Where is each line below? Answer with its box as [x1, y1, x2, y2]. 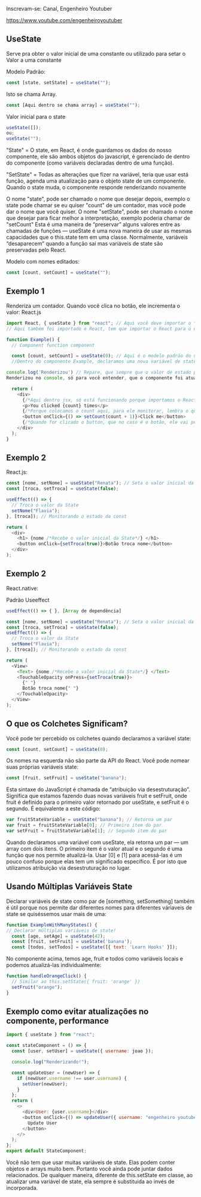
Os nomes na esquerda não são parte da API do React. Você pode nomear [6, 757, 190, 764]
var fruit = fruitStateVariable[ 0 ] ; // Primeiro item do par [6, 822, 162, 828]
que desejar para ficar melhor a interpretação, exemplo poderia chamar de [6, 214, 190, 222]
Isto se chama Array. [6, 90, 57, 98]
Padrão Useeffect [6, 596, 50, 603]
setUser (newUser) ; [22, 1081, 68, 1087]
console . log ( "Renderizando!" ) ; [11, 1059, 90, 1065]
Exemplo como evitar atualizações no [6, 1007, 149, 1017]
